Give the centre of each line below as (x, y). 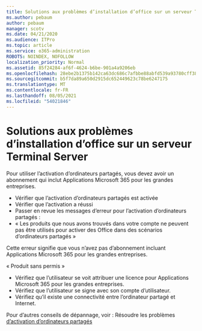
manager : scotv (25, 29)
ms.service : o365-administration (48, 51)
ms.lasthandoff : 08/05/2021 (41, 96)
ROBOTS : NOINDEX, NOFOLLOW (40, 57)
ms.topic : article (29, 46)
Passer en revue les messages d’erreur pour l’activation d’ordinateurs (101, 211)
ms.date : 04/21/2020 (32, 34)
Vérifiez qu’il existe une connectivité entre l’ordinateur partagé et (95, 297)
